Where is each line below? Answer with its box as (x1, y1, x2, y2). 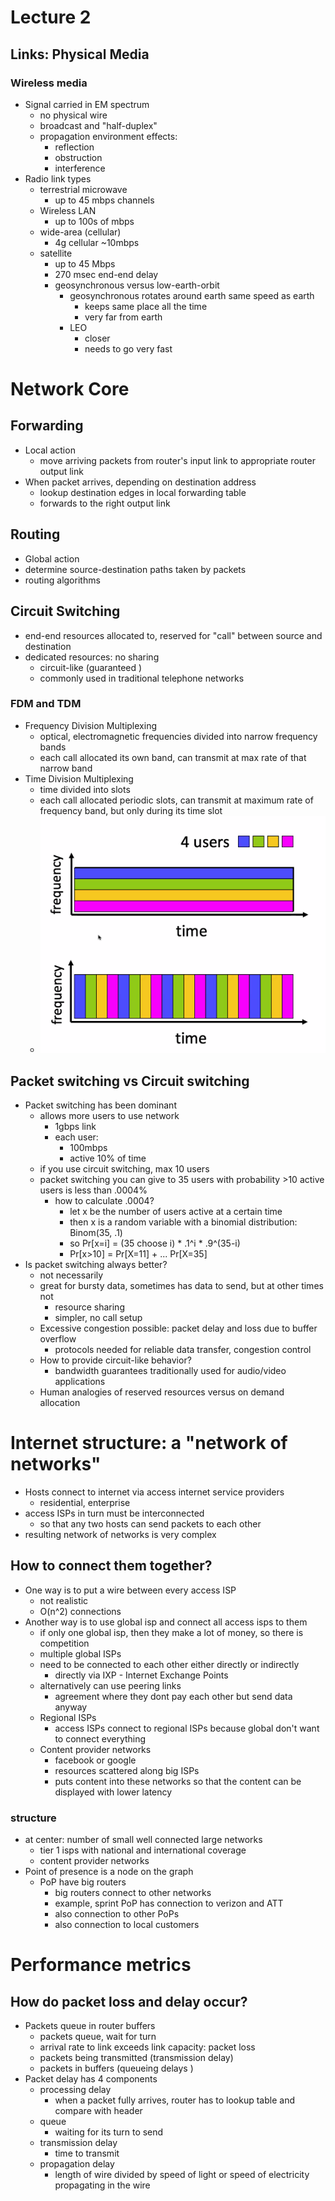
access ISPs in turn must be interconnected (24, 1507, 205, 1520)
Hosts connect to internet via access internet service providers (24, 1486, 285, 1498)
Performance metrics (10, 1954, 192, 1976)
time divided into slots (39, 783, 131, 795)
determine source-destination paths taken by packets (24, 563, 247, 575)
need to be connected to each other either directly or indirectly (39, 1658, 300, 1670)
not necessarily (39, 1269, 104, 1281)
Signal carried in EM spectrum (24, 98, 150, 110)
